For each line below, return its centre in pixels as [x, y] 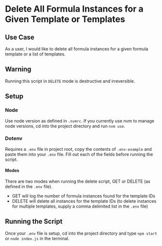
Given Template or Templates [65, 19]
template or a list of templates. [35, 54]
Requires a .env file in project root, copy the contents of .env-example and [79, 149]
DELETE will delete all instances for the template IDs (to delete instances [84, 201]
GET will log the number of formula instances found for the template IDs [84, 196]
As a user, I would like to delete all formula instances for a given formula [77, 49]
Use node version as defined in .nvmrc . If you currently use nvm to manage [80, 121]
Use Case [20, 37]
